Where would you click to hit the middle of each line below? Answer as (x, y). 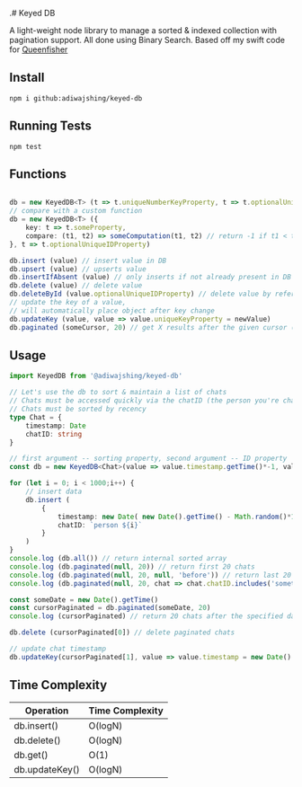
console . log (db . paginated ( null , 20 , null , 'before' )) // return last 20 (151, 575)
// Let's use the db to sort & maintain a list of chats (118, 393)
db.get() (31, 755)
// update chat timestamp (58, 649)
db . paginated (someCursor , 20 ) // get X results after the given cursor (148, 327)
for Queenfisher (39, 49)
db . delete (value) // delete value (76, 286)
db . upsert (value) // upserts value (78, 269)
